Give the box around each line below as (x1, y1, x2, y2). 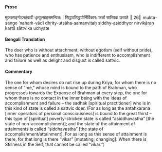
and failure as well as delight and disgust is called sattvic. (5, 57, 120, 63)
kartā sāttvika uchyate (5, 25, 50, 31)
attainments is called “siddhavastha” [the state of (5, 126, 104, 132)
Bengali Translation (5, 36, 45, 42)
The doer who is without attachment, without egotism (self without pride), (5, 47, 153, 53)
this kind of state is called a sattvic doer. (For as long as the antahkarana (5, 105, 150, 111)
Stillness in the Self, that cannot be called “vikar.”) (5, 141, 105, 147)
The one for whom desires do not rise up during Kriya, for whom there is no (5, 79, 157, 85)
